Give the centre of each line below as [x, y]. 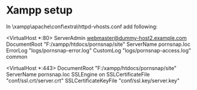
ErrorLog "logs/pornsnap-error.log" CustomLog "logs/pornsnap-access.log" [98, 50]
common [17, 56]
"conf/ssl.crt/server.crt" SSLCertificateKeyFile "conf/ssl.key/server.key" [93, 81]
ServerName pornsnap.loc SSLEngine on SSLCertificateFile [78, 74]
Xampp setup [39, 10]
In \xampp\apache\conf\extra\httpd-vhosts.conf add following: [82, 26]
